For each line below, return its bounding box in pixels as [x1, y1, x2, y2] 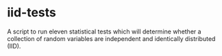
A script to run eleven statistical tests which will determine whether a [7, 27, 201, 36]
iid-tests [7, 5, 56, 20]
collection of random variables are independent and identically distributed [7, 34, 216, 42]
